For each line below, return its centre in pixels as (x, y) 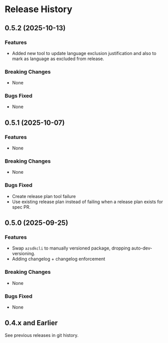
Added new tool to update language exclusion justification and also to (84, 53)
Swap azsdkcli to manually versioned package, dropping (71, 248)
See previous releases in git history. (42, 335)
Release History (38, 9)
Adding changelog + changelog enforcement (58, 259)
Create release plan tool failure (44, 196)
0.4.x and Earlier (31, 323)
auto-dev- (142, 248)
